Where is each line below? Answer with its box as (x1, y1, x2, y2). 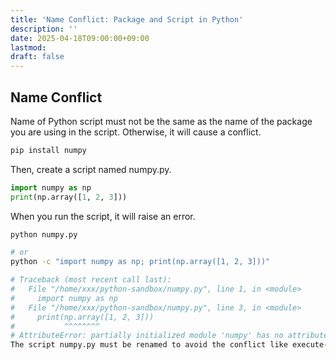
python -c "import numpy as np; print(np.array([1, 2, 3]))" (10, 257, 271, 267)
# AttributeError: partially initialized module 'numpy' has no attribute (10, 331, 329, 341)
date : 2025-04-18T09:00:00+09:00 (10, 33, 150, 43)
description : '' (10, 24, 78, 34)
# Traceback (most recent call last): (10, 275, 172, 285)
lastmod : (10, 42, 47, 53)
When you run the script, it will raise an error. (10, 210, 196, 222)
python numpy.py (10, 229, 78, 240)
